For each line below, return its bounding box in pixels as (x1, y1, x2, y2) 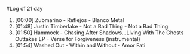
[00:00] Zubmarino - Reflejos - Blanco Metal (14, 17, 124, 23)
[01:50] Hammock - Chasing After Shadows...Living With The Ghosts (14, 29, 184, 36)
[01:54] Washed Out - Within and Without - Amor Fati (14, 42, 146, 49)
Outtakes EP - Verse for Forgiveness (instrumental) (14, 36, 140, 42)
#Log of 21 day (6, 5, 43, 12)
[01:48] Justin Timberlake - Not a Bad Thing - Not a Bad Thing (14, 23, 168, 30)
